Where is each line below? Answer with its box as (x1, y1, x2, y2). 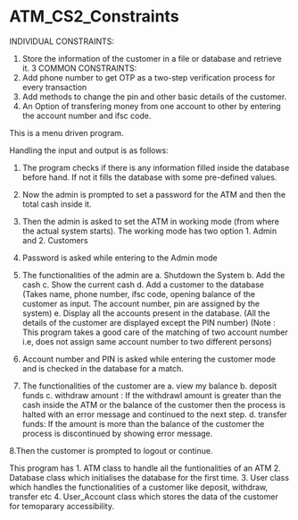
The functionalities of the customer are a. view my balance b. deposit (21, 380, 277, 391)
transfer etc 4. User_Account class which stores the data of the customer (9, 490, 278, 502)
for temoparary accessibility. (9, 500, 114, 511)
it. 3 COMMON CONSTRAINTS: (21, 63, 137, 73)
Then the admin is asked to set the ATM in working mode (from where (21, 216, 279, 226)
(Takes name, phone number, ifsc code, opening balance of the (21, 288, 256, 299)
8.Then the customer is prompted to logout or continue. (9, 445, 213, 456)
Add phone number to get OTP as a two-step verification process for (21, 72, 276, 82)
